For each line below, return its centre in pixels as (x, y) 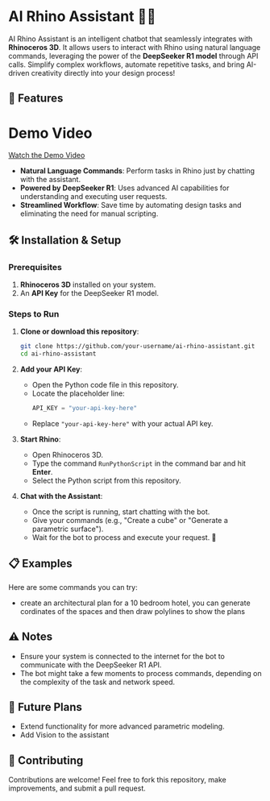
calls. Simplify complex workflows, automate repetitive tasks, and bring (127, 64)
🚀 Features (36, 99)
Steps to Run (34, 313)
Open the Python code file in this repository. (105, 385)
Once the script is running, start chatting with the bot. (121, 512)
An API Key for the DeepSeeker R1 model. (89, 293)
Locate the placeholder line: (78, 393)
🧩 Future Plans (46, 707)
